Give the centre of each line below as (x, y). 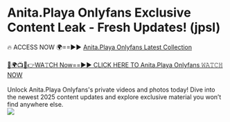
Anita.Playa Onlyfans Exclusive (99, 13)
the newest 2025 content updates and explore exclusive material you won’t (114, 97)
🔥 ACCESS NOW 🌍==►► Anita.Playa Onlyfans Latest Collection (100, 47)
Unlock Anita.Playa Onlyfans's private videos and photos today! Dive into (111, 89)
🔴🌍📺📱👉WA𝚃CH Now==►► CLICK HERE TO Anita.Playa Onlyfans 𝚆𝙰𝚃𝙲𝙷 (115, 64)
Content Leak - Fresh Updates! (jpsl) (114, 27)
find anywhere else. (35, 104)
